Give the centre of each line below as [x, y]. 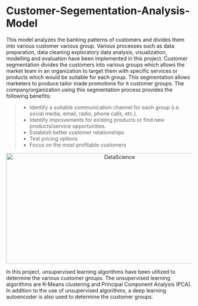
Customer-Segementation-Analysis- [98, 11]
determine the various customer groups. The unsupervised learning [88, 278]
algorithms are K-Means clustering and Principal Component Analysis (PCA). [99, 284]
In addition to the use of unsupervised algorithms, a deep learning [86, 290]
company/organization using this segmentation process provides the [89, 89]
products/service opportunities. [68, 126]
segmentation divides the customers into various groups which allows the [95, 64]
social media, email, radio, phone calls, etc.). [83, 114]
